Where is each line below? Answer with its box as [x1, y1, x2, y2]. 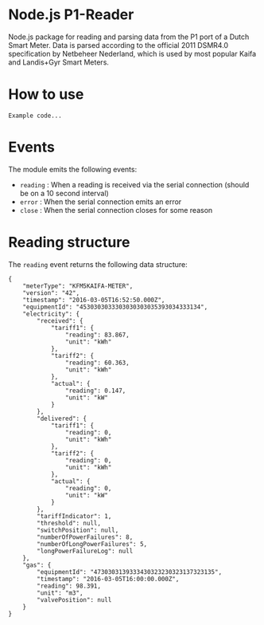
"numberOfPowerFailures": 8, [37, 533, 134, 541]
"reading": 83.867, [64, 331, 130, 339]
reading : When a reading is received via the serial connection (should [19, 179, 250, 189]
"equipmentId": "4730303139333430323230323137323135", [37, 568, 223, 576]
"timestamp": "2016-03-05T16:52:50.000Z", [22, 296, 165, 304]
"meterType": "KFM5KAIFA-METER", [22, 281, 134, 290]
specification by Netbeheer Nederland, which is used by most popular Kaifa [8, 49, 257, 58]
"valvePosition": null [37, 596, 112, 603]
